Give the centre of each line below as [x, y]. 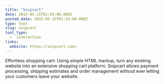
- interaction [25, 38]
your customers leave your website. [42, 76]
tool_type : [16, 33]
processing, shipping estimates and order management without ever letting [82, 71]
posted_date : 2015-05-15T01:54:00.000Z [47, 19]
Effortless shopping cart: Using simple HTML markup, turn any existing [78, 60]
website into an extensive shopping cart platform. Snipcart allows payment [82, 66]
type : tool [16, 23]
